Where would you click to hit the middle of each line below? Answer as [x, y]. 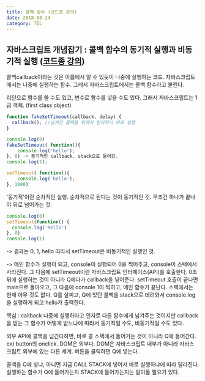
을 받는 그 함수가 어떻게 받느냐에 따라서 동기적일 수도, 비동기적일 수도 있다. [95, 323]
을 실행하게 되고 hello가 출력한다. [46, 303]
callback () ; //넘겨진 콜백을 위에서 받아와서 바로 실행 [74, 123]
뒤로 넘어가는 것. [32, 204]
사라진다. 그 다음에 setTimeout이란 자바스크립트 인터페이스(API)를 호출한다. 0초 [102, 272]
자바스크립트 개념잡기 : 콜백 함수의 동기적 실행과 [91, 50]
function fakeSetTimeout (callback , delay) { [64, 117]
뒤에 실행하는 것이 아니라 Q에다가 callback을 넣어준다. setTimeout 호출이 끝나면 [102, 279]
